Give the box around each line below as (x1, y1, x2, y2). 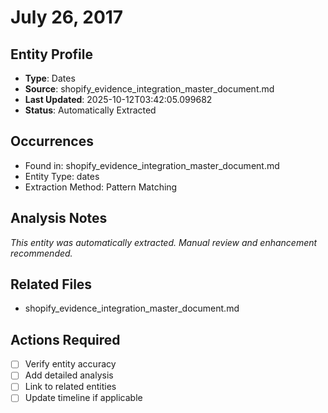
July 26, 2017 (10, 6, 124, 29)
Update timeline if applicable (24, 392, 143, 404)
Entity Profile (10, 46, 93, 63)
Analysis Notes (10, 210, 108, 227)
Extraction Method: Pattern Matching (24, 181, 178, 193)
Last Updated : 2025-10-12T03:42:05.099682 (24, 94, 213, 105)
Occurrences (10, 133, 94, 150)
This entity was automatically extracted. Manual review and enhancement (10, 236, 318, 248)
